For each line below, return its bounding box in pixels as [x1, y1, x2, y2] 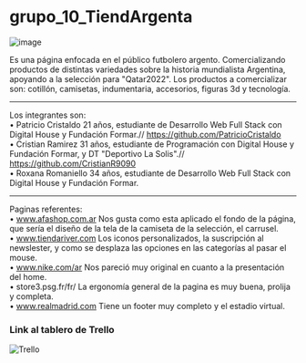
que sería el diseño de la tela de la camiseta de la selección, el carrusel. [9, 223, 280, 233]
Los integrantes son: [9, 109, 87, 120]
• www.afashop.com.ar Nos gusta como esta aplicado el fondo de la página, [9, 213, 296, 224]
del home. [9, 271, 47, 282]
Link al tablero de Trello [9, 323, 116, 336]
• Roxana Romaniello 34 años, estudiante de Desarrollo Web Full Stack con [9, 167, 291, 179]
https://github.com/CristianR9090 [9, 158, 137, 169]
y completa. [9, 290, 55, 302]
